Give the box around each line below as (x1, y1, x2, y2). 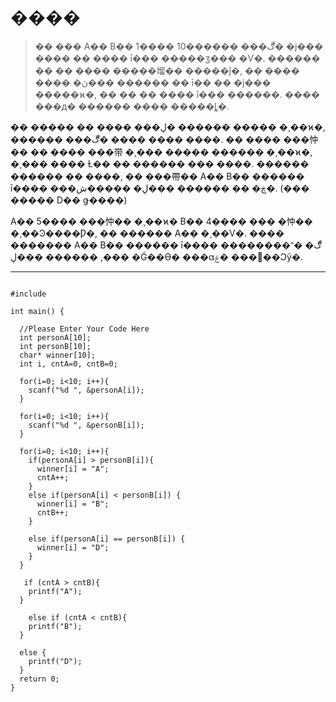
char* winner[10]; (19, 350, 97, 360)
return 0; (19, 674, 60, 684)
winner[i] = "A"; (36, 464, 110, 474)
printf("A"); (28, 586, 83, 596)
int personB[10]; (19, 341, 92, 351)
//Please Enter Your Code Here (19, 324, 150, 334)
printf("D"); (28, 656, 83, 666)
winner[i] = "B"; (36, 499, 110, 509)
